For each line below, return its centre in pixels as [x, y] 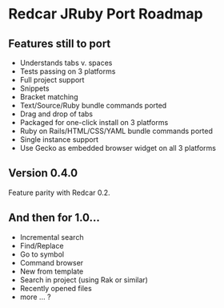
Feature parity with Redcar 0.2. [59, 192]
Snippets [34, 88]
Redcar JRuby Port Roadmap [106, 14]
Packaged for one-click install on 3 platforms [94, 122]
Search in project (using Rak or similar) [84, 280]
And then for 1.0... [54, 218]
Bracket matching [49, 97]
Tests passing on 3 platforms [68, 71]
